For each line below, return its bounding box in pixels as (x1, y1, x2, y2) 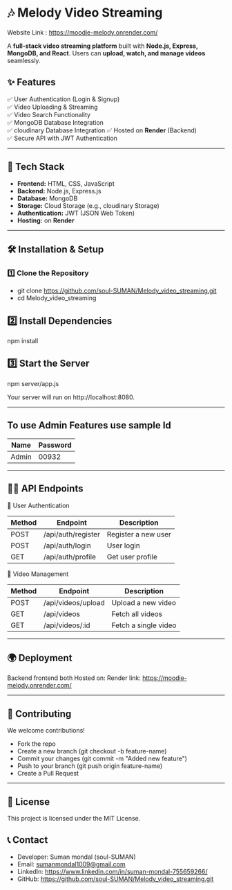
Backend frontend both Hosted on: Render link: (7, 674, 142, 682)
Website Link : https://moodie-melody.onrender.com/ (7, 28, 158, 36)
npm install (7, 337, 39, 345)
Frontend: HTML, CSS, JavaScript (17, 179, 115, 188)
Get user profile (106, 552, 157, 561)
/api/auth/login (43, 541, 91, 550)
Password (38, 440, 72, 450)
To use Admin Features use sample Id (7, 419, 171, 431)
